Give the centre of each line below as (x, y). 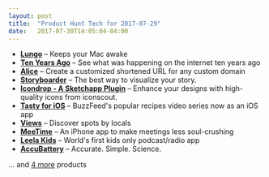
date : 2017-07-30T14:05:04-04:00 (68, 31)
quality (32, 97)
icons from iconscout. (81, 97)
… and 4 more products (48, 165)
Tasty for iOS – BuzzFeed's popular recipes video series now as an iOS (139, 106)
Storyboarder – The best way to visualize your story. (108, 80)
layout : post (30, 16)
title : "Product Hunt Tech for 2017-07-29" (85, 24)
